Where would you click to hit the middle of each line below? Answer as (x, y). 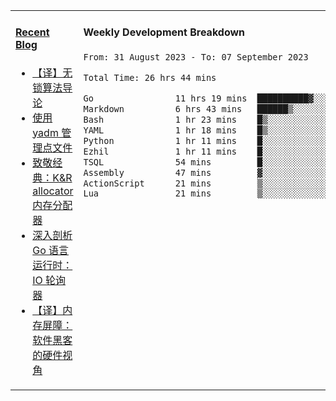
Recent (32, 32)
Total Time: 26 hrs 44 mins (150, 77)
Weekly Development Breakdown (164, 32)
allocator (53, 191)
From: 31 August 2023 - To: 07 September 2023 (196, 57)
